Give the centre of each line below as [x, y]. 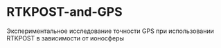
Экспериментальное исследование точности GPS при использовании [110, 31]
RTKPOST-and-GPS [64, 12]
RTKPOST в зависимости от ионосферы [65, 38]
